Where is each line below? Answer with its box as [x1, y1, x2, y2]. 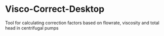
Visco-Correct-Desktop [5, 3, 105, 15]
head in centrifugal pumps [5, 25, 59, 31]
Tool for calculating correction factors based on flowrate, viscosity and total [5, 20, 160, 26]
